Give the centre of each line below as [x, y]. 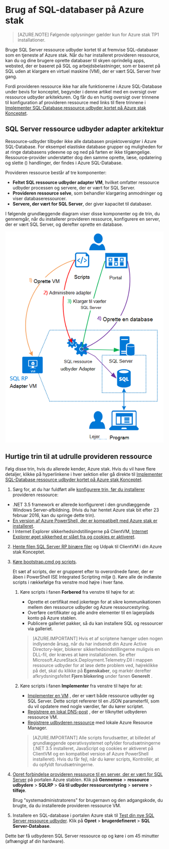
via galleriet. [40, 629]
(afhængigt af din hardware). [35, 841]
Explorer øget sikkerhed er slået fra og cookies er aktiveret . [74, 537]
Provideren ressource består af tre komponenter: [56, 172]
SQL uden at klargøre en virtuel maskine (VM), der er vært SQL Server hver [83, 71]
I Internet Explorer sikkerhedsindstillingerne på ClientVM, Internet [80, 531]
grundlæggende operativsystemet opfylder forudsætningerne [97, 743]
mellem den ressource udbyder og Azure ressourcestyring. [89, 607]
